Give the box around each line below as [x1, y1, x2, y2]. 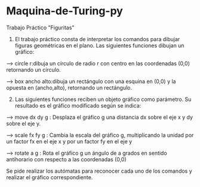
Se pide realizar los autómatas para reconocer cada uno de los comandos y [6, 167, 192, 174]
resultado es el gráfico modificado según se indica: [14, 102, 141, 109]
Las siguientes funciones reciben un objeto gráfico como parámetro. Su [14, 96, 192, 103]
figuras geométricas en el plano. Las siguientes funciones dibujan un [14, 42, 184, 49]
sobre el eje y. [6, 119, 41, 127]
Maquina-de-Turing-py [6, 4, 124, 18]
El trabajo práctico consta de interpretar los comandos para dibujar [14, 35, 180, 42]
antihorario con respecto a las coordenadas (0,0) [6, 155, 127, 163]
